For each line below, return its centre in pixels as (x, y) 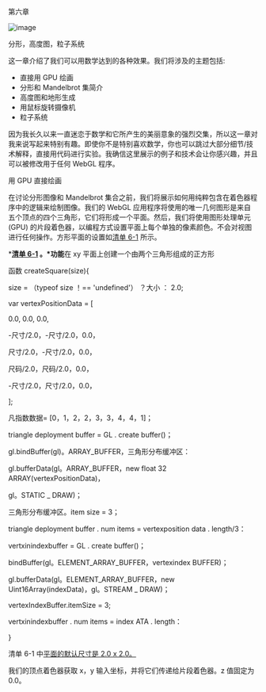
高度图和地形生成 (47, 97)
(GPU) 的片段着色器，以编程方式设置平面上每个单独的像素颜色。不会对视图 (130, 227)
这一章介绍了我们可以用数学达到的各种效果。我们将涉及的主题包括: (117, 61)
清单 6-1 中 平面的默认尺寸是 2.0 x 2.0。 (72, 654)
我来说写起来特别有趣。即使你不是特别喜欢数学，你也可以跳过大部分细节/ (127, 144)
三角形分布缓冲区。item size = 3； (64, 512)
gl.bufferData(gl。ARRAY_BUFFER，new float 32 (87, 468)
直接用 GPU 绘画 (46, 77)
